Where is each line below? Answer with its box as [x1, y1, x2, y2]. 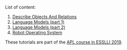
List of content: [5, 4, 36, 10]
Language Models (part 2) [12, 24, 65, 30]
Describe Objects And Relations [12, 14, 77, 19]
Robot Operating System [12, 30, 63, 35]
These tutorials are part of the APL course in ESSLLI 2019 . [5, 39, 123, 45]
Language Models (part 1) [12, 19, 65, 25]
